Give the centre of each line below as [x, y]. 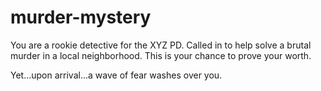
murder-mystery [81, 17]
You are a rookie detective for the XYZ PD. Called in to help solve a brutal [161, 45]
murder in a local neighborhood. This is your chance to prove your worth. [161, 55]
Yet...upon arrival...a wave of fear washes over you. [116, 75]
